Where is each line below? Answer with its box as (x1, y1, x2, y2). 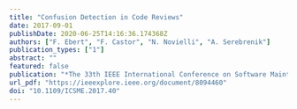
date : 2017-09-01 (9, 21, 73, 30)
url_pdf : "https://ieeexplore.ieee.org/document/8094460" (9, 78, 227, 87)
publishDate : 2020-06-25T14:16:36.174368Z (9, 29, 168, 38)
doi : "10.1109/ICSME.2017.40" (9, 86, 121, 95)
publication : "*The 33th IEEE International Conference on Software (9, 70, 267, 79)
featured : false (9, 62, 69, 71)
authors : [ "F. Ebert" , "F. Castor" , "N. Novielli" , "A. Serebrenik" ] (9, 37, 271, 47)
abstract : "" (9, 54, 57, 62)
